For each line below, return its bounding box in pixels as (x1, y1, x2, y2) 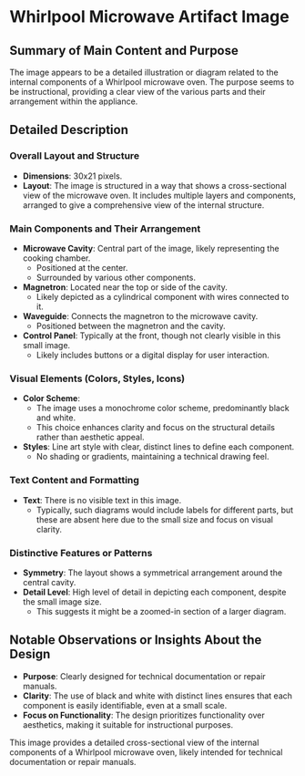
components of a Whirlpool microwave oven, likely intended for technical (9, 746, 283, 758)
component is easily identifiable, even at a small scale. (22, 699, 228, 710)
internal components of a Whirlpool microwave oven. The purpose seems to (9, 77, 294, 88)
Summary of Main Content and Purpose (9, 43, 239, 58)
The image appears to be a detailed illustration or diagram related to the (9, 67, 280, 78)
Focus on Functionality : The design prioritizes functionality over (22, 709, 266, 720)
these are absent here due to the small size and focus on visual (36, 513, 273, 525)
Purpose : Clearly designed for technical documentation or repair (22, 670, 266, 681)
